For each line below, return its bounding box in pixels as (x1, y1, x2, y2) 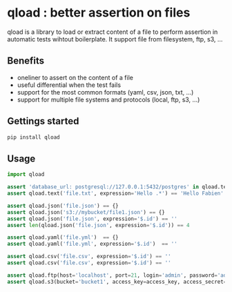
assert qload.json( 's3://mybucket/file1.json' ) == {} (7, 208, 166, 215)
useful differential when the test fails (17, 81, 122, 89)
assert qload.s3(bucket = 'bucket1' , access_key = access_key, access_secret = (7, 278, 227, 285)
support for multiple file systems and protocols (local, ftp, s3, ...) (17, 95, 200, 104)
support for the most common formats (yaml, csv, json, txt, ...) (17, 88, 194, 96)
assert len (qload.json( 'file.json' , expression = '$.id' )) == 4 (7, 222, 190, 228)
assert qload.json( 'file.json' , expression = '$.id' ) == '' (7, 215, 177, 222)
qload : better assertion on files (7, 5, 191, 21)
